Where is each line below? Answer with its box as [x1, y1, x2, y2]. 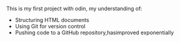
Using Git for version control [14, 23, 86, 30]
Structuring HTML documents [14, 17, 89, 23]
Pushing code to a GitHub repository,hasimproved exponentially [14, 29, 174, 36]
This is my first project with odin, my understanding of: [6, 5, 143, 12]
